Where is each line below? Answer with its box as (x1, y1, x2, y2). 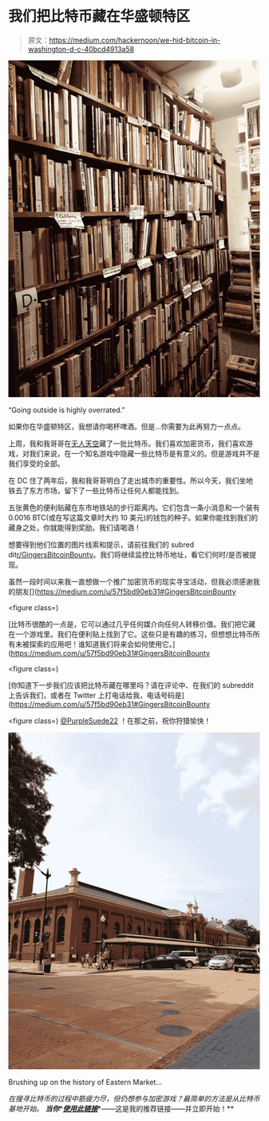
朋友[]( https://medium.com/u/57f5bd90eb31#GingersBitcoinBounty (14, 586, 237, 597)
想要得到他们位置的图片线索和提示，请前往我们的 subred (8, 540, 194, 549)
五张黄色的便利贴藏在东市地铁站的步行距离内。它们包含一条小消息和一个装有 (8, 502, 260, 512)
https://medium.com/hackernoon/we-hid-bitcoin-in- (49, 35, 221, 45)
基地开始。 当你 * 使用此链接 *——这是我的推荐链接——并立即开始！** (8, 1103, 234, 1113)
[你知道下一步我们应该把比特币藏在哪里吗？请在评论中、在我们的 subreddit (8, 680, 254, 689)
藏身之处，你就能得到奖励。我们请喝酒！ (8, 522, 141, 532)
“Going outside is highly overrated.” (8, 405, 125, 415)
